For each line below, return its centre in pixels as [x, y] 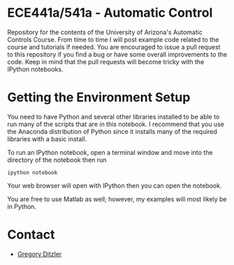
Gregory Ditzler [39, 254]
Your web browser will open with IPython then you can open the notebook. [115, 185]
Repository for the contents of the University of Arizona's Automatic [105, 32]
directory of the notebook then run [57, 160]
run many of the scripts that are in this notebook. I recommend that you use [116, 124]
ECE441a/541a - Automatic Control [110, 13]
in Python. [22, 206]
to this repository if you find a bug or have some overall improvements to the [117, 54]
